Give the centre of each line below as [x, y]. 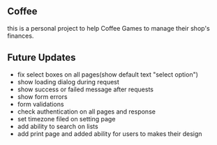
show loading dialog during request [68, 82]
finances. [21, 36]
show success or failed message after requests [85, 89]
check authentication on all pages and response [86, 112]
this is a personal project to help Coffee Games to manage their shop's [109, 28]
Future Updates [42, 58]
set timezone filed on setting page [66, 119]
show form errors [42, 96]
